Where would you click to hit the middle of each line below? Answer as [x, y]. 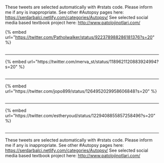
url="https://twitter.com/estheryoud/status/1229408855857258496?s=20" [80, 116]
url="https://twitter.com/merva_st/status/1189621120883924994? [93, 61]
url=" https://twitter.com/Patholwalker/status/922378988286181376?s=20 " [80, 37]
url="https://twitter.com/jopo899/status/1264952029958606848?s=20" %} [81, 91]
